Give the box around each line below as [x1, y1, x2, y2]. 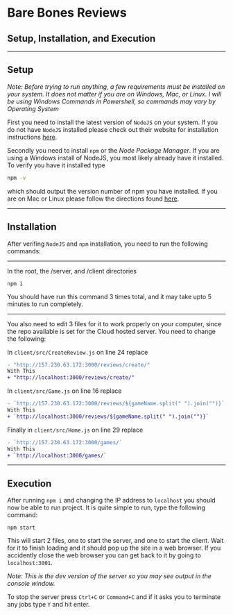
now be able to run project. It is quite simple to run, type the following [7, 503, 206, 512]
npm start [7, 524, 36, 532]
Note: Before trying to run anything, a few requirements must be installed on [7, 82, 225, 91]
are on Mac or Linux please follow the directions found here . [7, 194, 180, 203]
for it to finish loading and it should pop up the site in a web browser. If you [7, 544, 221, 553]
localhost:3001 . [7, 559, 53, 567]
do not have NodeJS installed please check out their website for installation [7, 125, 218, 133]
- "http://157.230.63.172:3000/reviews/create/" [7, 361, 150, 369]
